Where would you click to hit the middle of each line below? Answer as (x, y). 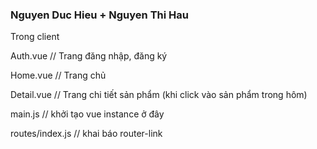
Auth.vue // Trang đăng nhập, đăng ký (89, 56)
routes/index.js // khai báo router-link (86, 134)
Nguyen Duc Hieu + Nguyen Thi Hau (99, 15)
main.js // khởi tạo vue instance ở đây (87, 114)
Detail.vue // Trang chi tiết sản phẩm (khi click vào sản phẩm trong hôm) (159, 95)
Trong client (35, 37)
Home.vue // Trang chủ (58, 75)
